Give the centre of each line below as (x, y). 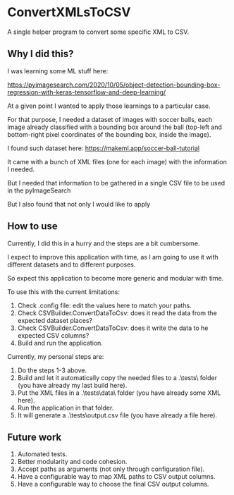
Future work (35, 437)
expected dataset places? (55, 320)
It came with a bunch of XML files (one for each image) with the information (117, 161)
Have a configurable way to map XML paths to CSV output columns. (117, 477)
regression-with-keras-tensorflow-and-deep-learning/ (87, 92)
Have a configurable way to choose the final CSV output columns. (113, 484)
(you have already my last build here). (72, 385)
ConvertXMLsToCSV (69, 12)
